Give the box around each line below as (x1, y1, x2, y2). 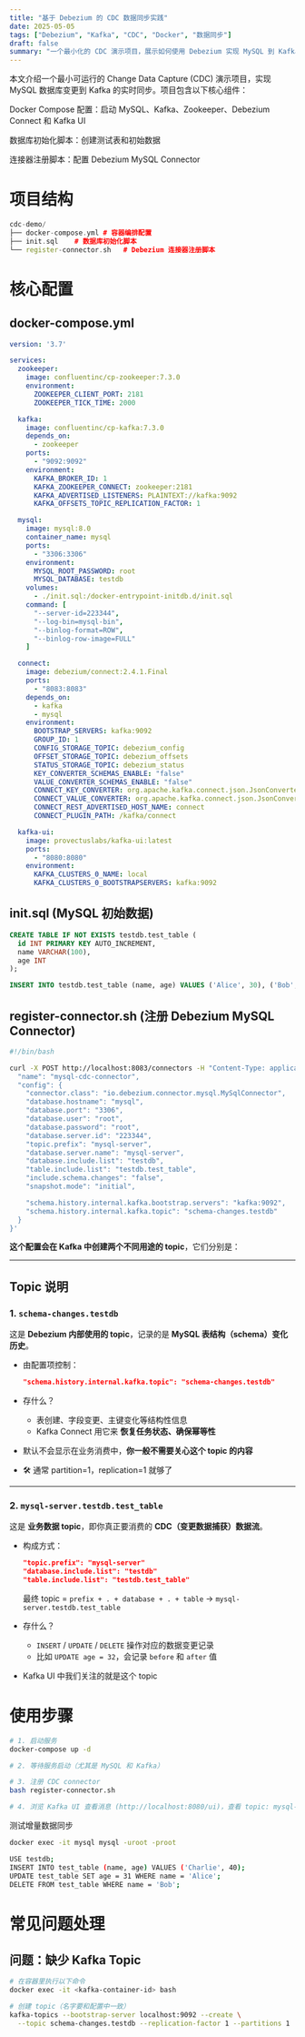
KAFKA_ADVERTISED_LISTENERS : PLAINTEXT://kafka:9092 (33, 490, 238, 500)
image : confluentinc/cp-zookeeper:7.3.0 (25, 373, 181, 382)
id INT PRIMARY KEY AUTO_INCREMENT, (17, 939, 156, 948)
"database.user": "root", (25, 1114, 124, 1124)
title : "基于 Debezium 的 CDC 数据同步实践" (9, 13, 168, 23)
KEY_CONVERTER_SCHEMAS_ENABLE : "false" (33, 769, 184, 778)
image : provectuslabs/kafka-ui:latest (25, 836, 172, 845)
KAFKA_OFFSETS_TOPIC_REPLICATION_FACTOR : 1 (33, 499, 202, 509)
